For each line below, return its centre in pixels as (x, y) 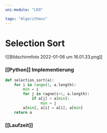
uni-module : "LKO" (24, 10)
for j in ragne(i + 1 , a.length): (56, 94)
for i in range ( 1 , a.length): (45, 85)
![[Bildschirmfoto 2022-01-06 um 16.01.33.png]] (54, 57)
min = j (48, 103)
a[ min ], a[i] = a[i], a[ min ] (53, 108)
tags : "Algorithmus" (27, 19)
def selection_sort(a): (30, 80)
